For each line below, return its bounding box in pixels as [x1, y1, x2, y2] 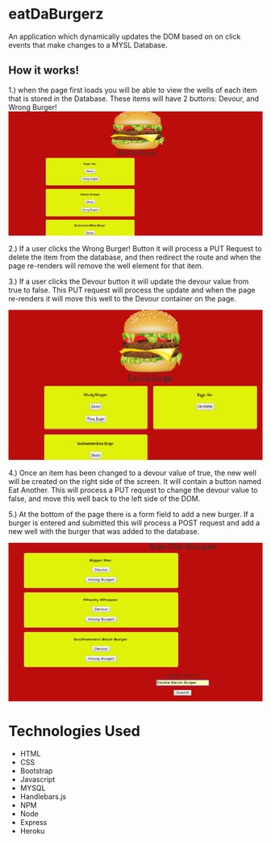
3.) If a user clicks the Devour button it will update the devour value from [8, 276, 249, 287]
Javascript [19, 774, 56, 784]
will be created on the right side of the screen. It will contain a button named [8, 476, 262, 486]
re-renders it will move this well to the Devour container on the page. [8, 294, 236, 304]
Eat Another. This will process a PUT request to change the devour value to [8, 485, 258, 495]
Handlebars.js [19, 791, 67, 801]
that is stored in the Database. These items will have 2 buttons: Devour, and [8, 94, 260, 103]
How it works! [8, 64, 79, 78]
